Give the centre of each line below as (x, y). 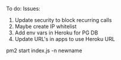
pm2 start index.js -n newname (44, 50)
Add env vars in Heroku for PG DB (56, 33)
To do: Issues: (23, 9)
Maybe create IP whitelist (46, 26)
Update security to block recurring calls (63, 20)
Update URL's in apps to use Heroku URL (65, 39)
